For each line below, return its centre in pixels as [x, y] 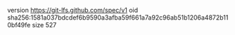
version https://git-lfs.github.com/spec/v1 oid [73, 10]
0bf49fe [19, 25]
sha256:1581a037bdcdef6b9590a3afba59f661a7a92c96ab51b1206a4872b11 [118, 17]
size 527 [44, 25]
